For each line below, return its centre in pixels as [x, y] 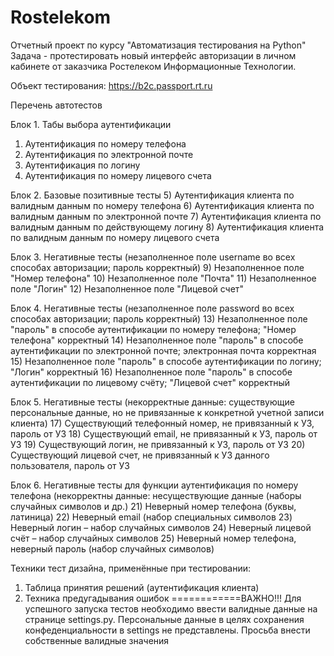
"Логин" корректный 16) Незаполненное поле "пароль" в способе [151, 372]
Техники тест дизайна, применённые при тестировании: [131, 568]
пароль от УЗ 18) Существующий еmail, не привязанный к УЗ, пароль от [164, 433]
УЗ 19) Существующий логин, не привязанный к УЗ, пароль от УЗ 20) [158, 444]
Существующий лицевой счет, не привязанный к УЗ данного [140, 455]
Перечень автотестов [56, 105]
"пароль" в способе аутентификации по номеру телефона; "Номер [153, 329]
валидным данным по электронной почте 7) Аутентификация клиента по [166, 216]
